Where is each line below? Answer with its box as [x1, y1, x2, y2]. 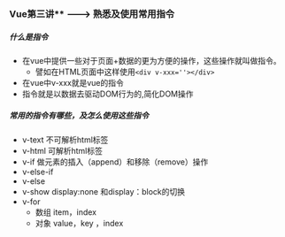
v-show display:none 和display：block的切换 [21, 186, 186, 196]
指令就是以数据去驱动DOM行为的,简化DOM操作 [21, 88, 194, 99]
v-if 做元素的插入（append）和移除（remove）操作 [21, 157, 209, 167]
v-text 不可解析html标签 [21, 134, 109, 145]
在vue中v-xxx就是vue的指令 [21, 77, 124, 88]
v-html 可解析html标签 [21, 145, 104, 156]
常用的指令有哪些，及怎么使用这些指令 [9, 111, 149, 121]
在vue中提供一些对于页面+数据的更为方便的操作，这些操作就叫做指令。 [21, 55, 281, 65]
